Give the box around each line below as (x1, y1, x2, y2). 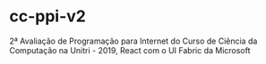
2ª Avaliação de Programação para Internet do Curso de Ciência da (9, 36, 258, 46)
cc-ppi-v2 (9, 6, 87, 27)
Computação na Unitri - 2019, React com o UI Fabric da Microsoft (9, 44, 251, 55)
